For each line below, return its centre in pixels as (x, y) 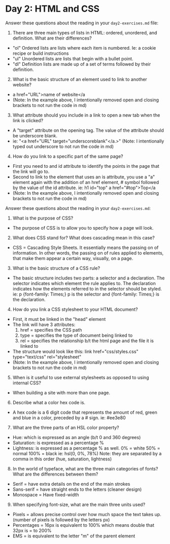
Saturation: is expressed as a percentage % (58, 443)
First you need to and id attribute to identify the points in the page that (86, 166)
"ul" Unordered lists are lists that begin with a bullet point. (73, 58)
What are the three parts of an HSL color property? (66, 427)
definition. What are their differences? (52, 38)
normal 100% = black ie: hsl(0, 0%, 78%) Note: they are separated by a (87, 453)
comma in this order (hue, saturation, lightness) (62, 459)
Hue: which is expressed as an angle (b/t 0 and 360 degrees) (77, 437)
